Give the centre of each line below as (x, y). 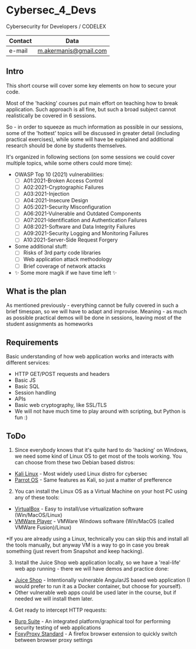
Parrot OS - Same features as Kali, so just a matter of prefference (93, 480)
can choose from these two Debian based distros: (75, 462)
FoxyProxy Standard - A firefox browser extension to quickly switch (96, 634)
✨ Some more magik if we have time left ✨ (66, 272)
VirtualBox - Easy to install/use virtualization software (79, 509)
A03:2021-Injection (47, 194)
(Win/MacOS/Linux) (38, 515)
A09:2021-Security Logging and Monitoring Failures (86, 233)
